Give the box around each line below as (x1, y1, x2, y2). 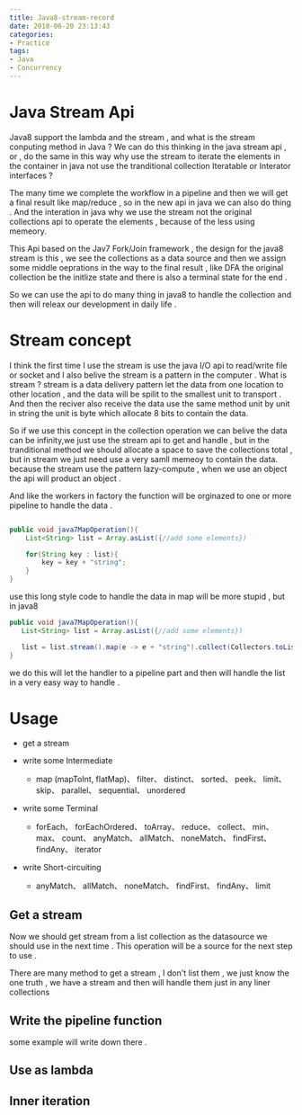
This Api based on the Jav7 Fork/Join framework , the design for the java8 (9, 243, 284, 254)
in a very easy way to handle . (9, 676, 120, 688)
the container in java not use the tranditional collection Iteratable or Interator (9, 160, 291, 171)
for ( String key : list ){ (25, 549, 119, 558)
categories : (9, 30, 54, 39)
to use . (9, 950, 38, 961)
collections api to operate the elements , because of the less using (9, 216, 255, 227)
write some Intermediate (22, 755, 113, 766)
